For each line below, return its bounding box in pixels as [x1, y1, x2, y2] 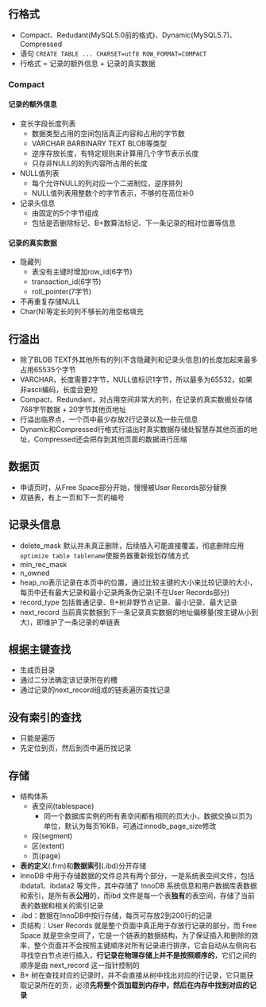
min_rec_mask [19, 559, 67, 569]
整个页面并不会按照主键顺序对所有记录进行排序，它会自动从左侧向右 [33, 941, 256, 951]
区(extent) [31, 842, 65, 851]
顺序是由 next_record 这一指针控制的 [19, 961, 141, 970]
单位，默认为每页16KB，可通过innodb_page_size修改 [43, 822, 217, 831]
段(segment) [31, 831, 73, 841]
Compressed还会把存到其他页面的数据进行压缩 [33, 434, 187, 444]
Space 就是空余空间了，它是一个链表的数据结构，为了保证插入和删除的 [19, 931, 252, 940]
